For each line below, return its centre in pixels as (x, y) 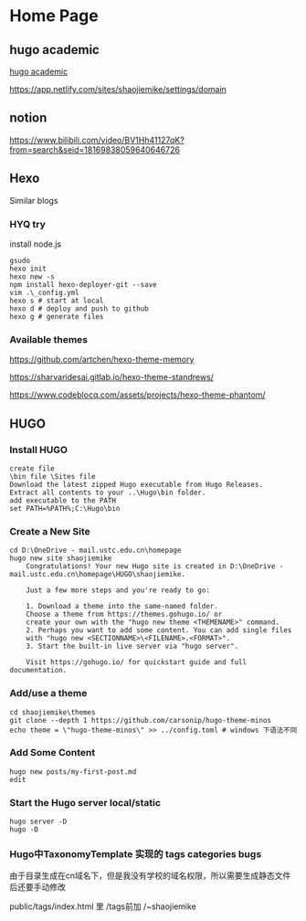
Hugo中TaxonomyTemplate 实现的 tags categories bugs (136, 854)
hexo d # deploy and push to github (79, 308)
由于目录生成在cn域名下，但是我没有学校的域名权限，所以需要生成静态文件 (150, 876)
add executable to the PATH (63, 500)
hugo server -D (38, 822)
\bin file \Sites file (53, 476)
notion (28, 118)
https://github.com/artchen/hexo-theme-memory (102, 360)
